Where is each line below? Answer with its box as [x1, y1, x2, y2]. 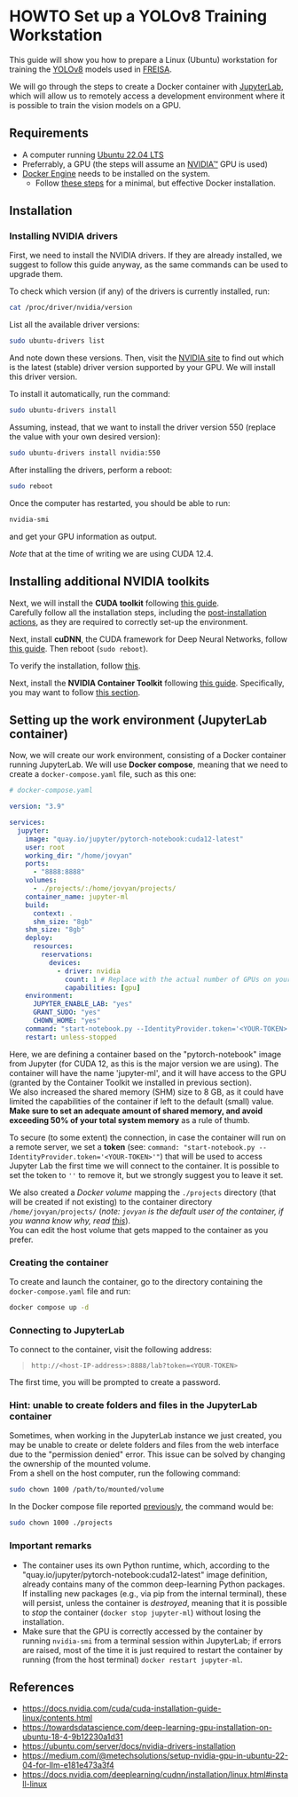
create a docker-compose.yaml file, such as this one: [9, 769, 197, 780]
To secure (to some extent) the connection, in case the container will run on [9, 1132, 286, 1143]
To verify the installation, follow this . [9, 660, 141, 671]
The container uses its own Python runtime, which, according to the [21, 1560, 271, 1571]
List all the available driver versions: [9, 320, 140, 330]
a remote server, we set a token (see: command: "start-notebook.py [9, 1141, 255, 1152]
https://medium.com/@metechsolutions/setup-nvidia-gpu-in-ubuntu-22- [21, 1751, 288, 1761]
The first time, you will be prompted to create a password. [9, 1377, 221, 1388]
